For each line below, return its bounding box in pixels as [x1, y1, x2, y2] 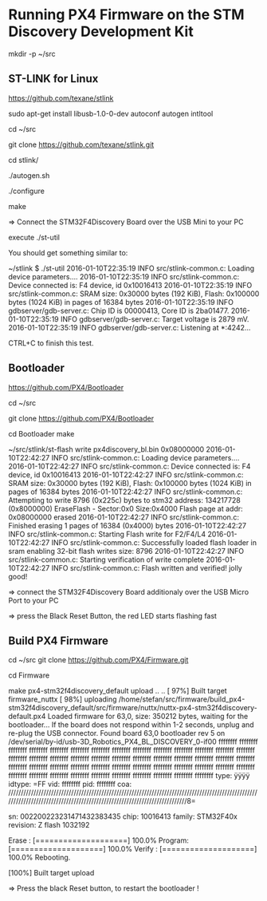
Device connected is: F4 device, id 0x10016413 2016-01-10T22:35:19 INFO [8, 280, 253, 290]
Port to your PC [8, 595, 59, 605]
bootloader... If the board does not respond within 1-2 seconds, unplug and [8, 720, 254, 729]
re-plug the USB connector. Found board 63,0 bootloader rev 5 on [8, 729, 226, 738]
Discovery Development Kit [8, 22, 194, 41]
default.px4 [8, 712, 46, 721]
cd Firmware [8, 670, 50, 680]
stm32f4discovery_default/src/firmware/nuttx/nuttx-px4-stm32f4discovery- [8, 703, 257, 713]
